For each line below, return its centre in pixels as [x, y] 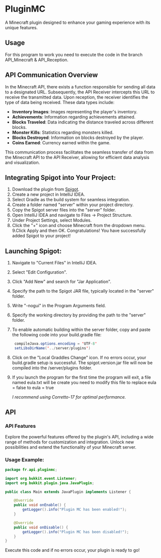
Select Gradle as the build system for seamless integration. [71, 200]
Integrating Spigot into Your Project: [61, 178]
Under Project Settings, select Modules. [52, 220]
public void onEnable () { [40, 505]
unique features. [21, 27]
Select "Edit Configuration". [39, 272]
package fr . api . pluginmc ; [31, 470]
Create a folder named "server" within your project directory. [73, 205]
